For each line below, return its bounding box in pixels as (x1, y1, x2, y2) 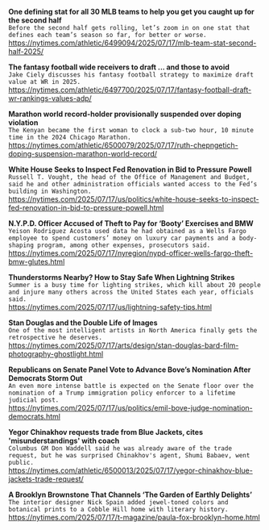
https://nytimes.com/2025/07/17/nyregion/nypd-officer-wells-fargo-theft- (8, 248, 254, 257)
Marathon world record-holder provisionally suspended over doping (8, 109, 242, 119)
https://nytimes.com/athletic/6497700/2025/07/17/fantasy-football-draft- (8, 85, 252, 94)
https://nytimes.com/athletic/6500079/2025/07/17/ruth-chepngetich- (8, 140, 239, 150)
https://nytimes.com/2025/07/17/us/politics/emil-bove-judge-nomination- (8, 403, 253, 412)
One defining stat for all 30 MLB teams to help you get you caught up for (8, 7, 255, 16)
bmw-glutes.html (8, 257, 65, 266)
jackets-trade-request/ (8, 474, 85, 483)
